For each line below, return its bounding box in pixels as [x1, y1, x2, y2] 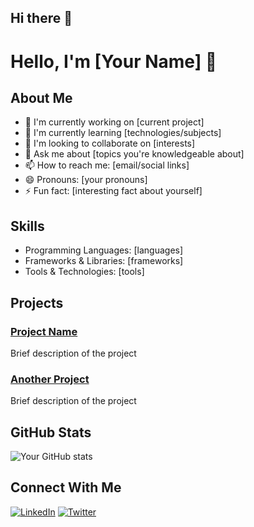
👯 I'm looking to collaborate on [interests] [24, 137, 196, 150]
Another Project [10, 372, 90, 386]
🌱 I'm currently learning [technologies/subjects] [24, 127, 222, 139]
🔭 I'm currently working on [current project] [24, 116, 205, 128]
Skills [10, 217, 45, 235]
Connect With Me [10, 479, 122, 496]
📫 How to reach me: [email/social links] [24, 159, 190, 171]
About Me [10, 89, 73, 106]
